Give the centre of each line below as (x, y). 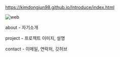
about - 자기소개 (22, 27)
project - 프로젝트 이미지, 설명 (35, 38)
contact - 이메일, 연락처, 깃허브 (36, 49)
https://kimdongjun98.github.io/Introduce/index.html (60, 7)
